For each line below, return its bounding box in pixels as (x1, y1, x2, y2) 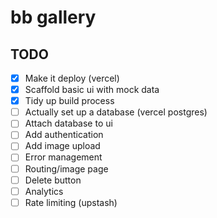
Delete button (24, 174, 82, 186)
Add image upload (24, 140, 101, 152)
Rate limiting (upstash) (24, 196, 118, 208)
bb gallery (10, 6, 97, 29)
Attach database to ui (24, 117, 113, 130)
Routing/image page (24, 162, 109, 175)
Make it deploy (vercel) (24, 72, 120, 84)
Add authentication (24, 129, 104, 141)
